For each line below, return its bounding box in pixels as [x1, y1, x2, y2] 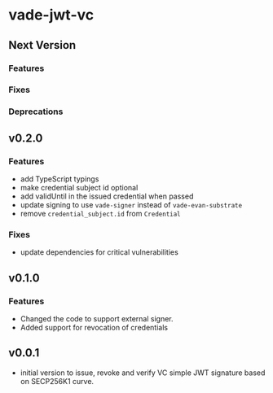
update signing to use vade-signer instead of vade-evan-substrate [20, 200, 243, 210]
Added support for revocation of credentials [20, 323, 169, 333]
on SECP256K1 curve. [20, 376, 95, 386]
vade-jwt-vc [8, 6, 95, 24]
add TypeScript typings [20, 174, 99, 184]
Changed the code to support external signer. [20, 314, 174, 324]
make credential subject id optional [20, 183, 139, 193]
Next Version [8, 38, 77, 52]
